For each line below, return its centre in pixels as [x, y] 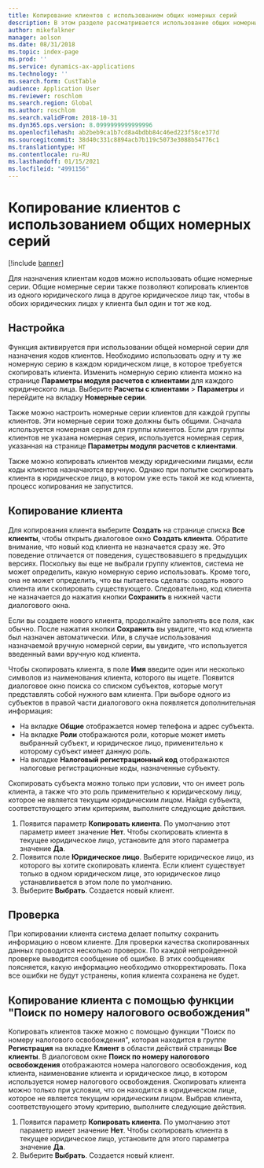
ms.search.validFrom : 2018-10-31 [63, 118]
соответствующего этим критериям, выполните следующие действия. [127, 808]
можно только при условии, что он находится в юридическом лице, [123, 1090]
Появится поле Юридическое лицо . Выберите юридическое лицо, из [136, 857]
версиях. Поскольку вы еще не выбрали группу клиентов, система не [126, 563]
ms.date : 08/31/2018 [42, 45]
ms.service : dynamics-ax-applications [71, 67]
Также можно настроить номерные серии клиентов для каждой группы [129, 412]
